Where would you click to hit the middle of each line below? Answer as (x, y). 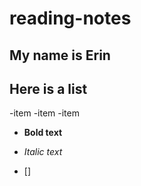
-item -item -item (44, 113)
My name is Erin (60, 55)
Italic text (43, 152)
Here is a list (48, 88)
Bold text (43, 133)
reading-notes (70, 18)
